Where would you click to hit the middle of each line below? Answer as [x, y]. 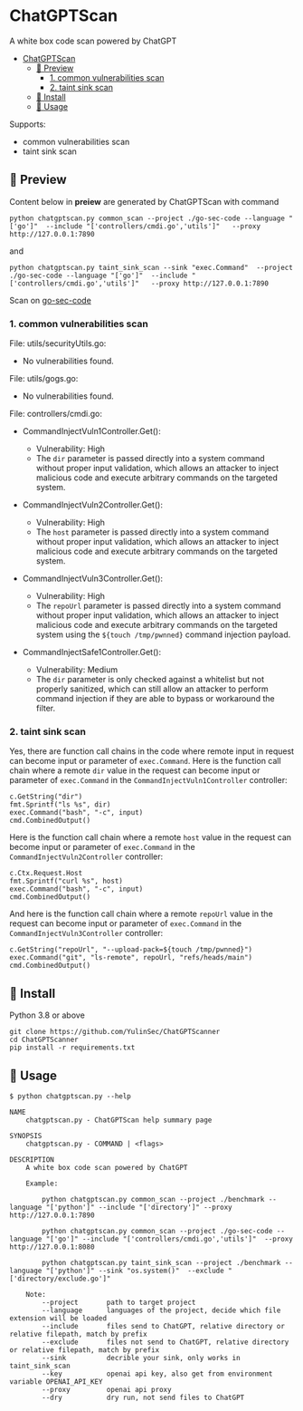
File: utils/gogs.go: [44, 379]
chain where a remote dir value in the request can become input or [135, 770]
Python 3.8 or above [47, 1015]
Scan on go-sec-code [51, 300]
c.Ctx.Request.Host [46, 874]
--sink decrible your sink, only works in [142, 1358]
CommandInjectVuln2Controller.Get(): [92, 505]
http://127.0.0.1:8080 [52, 1247]
